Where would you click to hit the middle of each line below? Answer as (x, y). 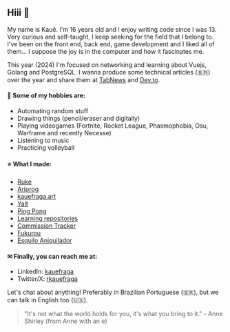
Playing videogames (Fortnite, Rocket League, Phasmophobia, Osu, (113, 126)
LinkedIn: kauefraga (45, 272)
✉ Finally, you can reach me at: (52, 256)
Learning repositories (47, 219)
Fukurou (29, 233)
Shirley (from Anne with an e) (66, 321)
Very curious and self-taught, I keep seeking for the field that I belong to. (111, 37)
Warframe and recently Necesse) (64, 133)
